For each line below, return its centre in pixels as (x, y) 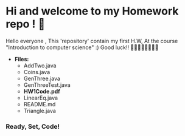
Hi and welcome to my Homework (92, 11)
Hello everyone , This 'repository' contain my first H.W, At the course (92, 41)
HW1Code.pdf (42, 91)
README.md (40, 104)
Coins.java (37, 72)
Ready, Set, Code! (33, 126)
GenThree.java (42, 78)
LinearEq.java (41, 98)
